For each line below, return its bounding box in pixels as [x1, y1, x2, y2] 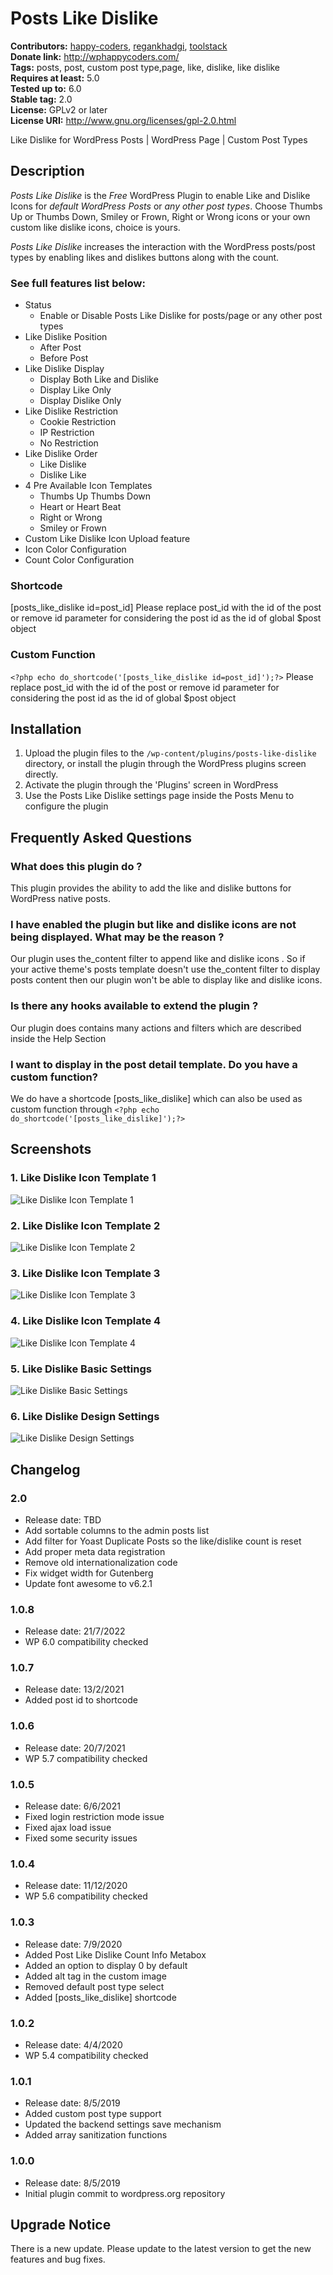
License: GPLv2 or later [10, 103, 108, 116]
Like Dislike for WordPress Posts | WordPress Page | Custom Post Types [10, 133, 308, 146]
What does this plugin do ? [10, 859, 143, 873]
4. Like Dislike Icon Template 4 [10, 1314, 162, 1328]
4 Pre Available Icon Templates [24, 480, 153, 492]
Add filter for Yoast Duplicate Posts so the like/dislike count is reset [24, 1535, 302, 1547]
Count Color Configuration [24, 554, 135, 566]
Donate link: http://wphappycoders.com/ [10, 50, 180, 62]
